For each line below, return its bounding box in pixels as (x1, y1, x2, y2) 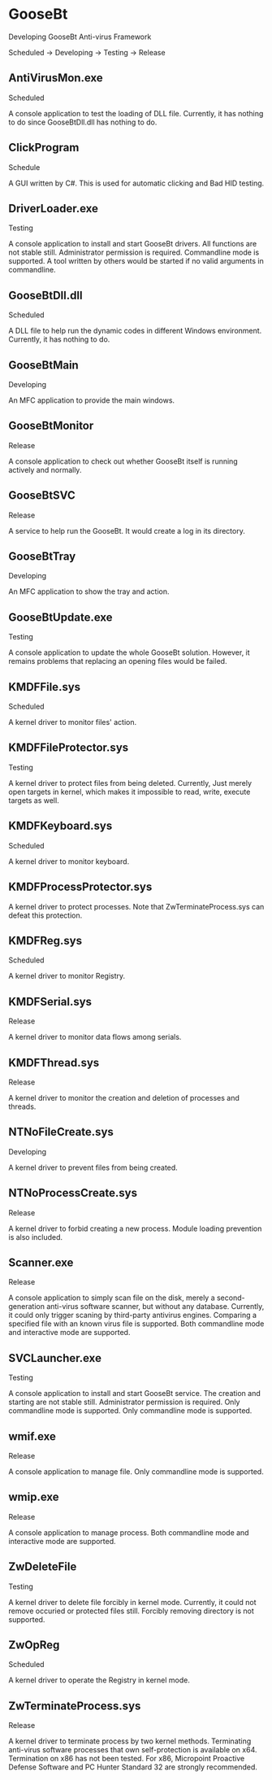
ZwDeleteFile (8, 1560, 77, 1574)
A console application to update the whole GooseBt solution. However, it (8, 648, 250, 657)
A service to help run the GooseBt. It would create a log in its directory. (8, 526, 245, 535)
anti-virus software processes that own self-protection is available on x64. (8, 1745, 257, 1755)
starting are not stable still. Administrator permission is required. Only (8, 1397, 240, 1407)
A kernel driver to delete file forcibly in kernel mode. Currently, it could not (8, 1597, 257, 1607)
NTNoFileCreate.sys (8, 1125, 114, 1139)
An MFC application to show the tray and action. (8, 587, 170, 596)
